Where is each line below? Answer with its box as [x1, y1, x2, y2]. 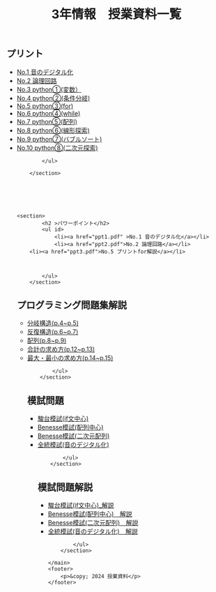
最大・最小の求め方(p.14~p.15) [26, 354, 114, 363]
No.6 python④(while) [16, 109, 81, 117]
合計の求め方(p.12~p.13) [26, 345, 95, 354]
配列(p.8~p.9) [26, 336, 67, 345]
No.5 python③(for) [16, 102, 74, 110]
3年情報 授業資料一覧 [51, 6, 182, 22]
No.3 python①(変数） [16, 85, 82, 93]
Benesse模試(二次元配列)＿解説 [47, 519, 139, 527]
